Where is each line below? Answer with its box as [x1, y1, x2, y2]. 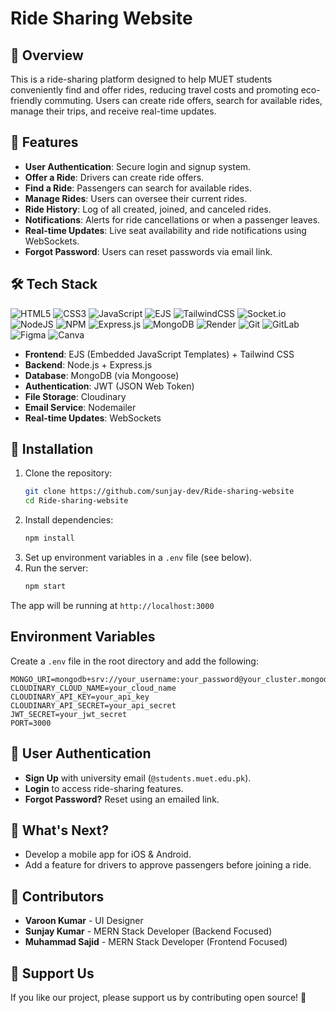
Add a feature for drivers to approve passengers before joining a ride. [24, 859, 312, 871]
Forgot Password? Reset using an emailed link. [24, 793, 220, 805]
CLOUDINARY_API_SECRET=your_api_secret [10, 700, 177, 711]
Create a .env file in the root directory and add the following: [10, 655, 259, 667]
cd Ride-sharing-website [24, 496, 129, 506]
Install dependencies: [24, 514, 114, 526]
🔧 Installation [10, 441, 94, 458]
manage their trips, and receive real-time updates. [10, 105, 217, 117]
